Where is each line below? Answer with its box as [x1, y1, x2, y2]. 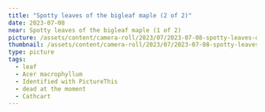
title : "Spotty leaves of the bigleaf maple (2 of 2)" [8, 11, 192, 20]
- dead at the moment [15, 84, 87, 93]
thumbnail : [8, 41, 44, 49]
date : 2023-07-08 [8, 19, 65, 27]
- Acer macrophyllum [15, 70, 83, 78]
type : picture [8, 48, 55, 56]
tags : [8, 56, 26, 64]
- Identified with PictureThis [15, 77, 118, 85]
